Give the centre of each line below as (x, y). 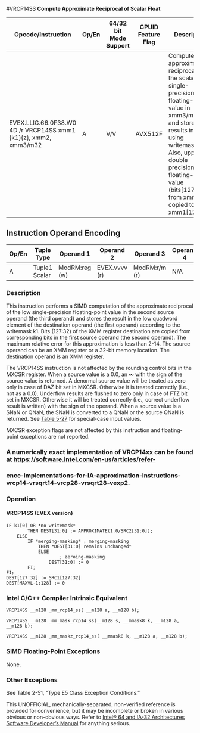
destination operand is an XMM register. (55, 356)
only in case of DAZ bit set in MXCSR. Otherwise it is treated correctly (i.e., (98, 387)
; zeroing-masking (82, 557)
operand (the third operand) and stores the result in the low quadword (92, 319)
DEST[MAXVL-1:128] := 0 (36, 583)
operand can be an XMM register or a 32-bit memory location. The (88, 350)
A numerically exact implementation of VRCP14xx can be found (100, 452)
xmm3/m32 (26, 145)
